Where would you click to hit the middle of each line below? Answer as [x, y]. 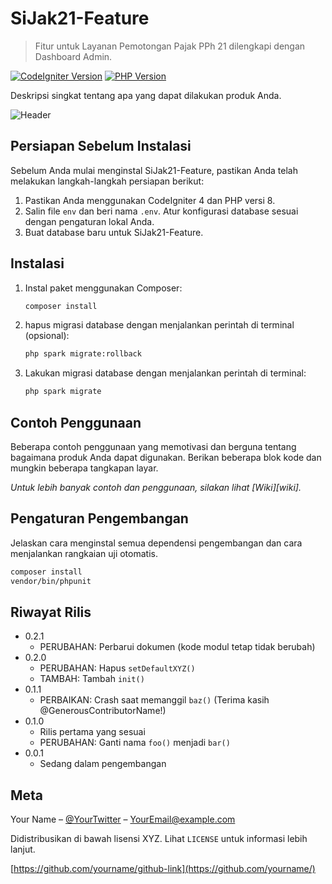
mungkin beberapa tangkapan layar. [84, 468]
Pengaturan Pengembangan [99, 518]
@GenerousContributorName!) [103, 711]
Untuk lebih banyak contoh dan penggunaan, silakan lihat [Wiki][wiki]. [156, 487]
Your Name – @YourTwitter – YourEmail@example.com [123, 819]
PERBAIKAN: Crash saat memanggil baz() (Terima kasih [154, 700]
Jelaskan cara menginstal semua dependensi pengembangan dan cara [156, 543]
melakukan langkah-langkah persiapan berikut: [107, 181]
